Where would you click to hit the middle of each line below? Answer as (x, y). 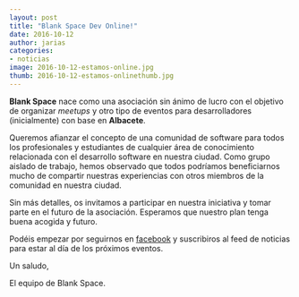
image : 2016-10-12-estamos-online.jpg (81, 68)
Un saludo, (29, 266)
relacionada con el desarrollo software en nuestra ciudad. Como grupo (140, 157)
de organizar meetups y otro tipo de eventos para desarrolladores (131, 110)
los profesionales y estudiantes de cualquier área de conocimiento (132, 147)
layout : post (34, 17)
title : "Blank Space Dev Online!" (74, 26)
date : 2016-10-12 (42, 34)
